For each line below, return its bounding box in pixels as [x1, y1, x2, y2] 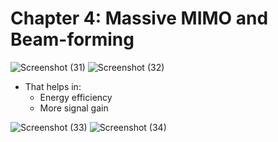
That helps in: [24, 80, 82, 92]
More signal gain [39, 102, 109, 114]
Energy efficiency [39, 91, 113, 103]
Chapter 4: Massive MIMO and [10, 7, 269, 30]
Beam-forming [10, 28, 135, 51]
